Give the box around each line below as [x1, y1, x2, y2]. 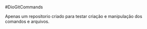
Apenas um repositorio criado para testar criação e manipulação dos [5, 14, 142, 19]
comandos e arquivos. [5, 19, 49, 24]
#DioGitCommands [5, 4, 43, 10]
